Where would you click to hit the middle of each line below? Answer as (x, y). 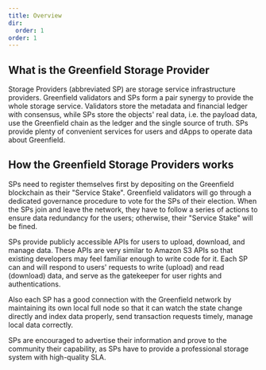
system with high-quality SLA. (57, 357)
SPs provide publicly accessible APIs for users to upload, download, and (127, 241)
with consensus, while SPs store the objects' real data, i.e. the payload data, (133, 115)
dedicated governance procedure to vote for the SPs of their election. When (133, 201)
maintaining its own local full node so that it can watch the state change (125, 308)
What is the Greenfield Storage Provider (109, 70)
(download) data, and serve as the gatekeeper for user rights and (115, 275)
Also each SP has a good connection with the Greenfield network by (120, 299)
